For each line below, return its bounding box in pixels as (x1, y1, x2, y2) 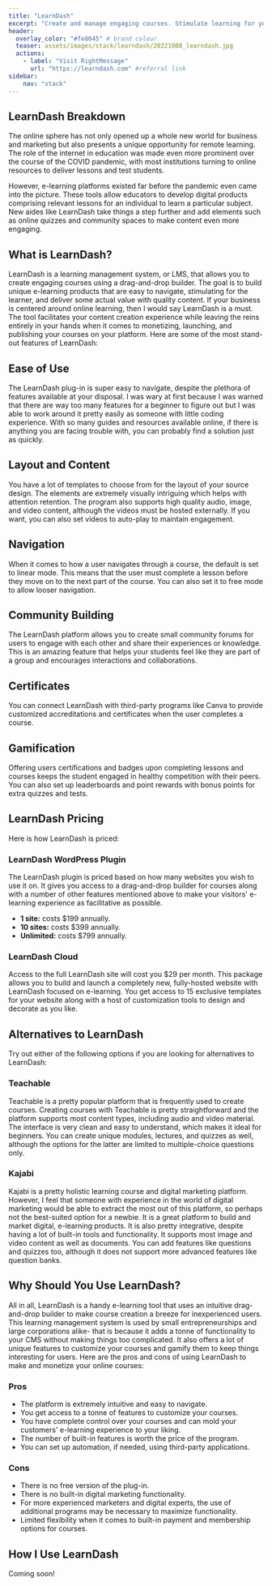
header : (8, 27, 35, 35)
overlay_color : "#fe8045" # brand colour (15, 34, 158, 43)
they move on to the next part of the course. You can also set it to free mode (8, 576, 263, 586)
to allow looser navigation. (8, 585, 96, 595)
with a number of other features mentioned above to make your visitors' (8, 889, 249, 899)
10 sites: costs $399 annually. (19, 923, 121, 932)
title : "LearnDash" (8, 11, 74, 20)
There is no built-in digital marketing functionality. (19, 1490, 186, 1499)
